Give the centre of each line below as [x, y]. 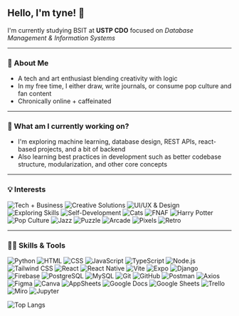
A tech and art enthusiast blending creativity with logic [97, 78]
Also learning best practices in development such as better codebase [119, 157]
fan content [34, 94]
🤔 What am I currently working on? [68, 127]
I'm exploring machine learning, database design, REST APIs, [107, 142]
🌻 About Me [28, 63]
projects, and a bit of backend [82, 149]
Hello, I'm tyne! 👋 [46, 13]
